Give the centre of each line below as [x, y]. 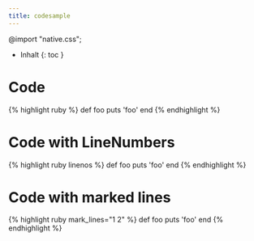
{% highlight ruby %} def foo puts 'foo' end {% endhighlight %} [114, 109]
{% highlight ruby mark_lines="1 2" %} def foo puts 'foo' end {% [116, 220]
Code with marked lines [90, 197]
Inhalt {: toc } [42, 54]
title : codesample [39, 16]
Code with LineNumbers [92, 142]
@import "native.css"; [45, 39]
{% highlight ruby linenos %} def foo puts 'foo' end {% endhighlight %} [127, 165]
